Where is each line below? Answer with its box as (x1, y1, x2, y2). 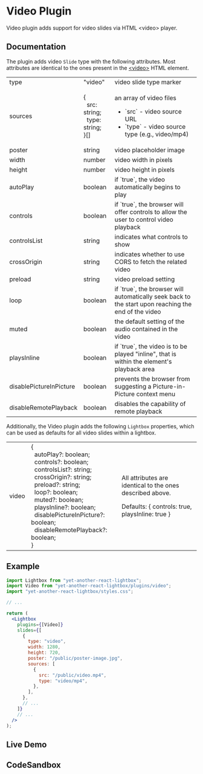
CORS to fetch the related (114, 257, 187, 266)
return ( (6, 610, 28, 617)
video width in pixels (114, 155, 173, 164)
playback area (114, 364, 155, 373)
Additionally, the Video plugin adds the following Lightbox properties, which (6, 422, 195, 430)
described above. (121, 488, 171, 497)
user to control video (114, 215, 173, 224)
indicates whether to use (114, 250, 185, 258)
